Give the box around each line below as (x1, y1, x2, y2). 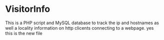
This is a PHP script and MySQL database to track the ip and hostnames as (5, 20, 160, 26)
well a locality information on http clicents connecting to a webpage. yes (5, 25, 154, 31)
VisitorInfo (5, 3, 50, 15)
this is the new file (5, 30, 42, 36)
